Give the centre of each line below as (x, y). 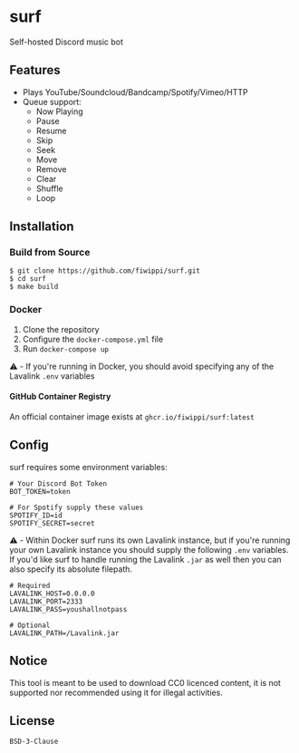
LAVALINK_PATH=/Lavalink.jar (64, 633)
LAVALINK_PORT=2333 (46, 601)
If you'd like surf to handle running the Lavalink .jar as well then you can (146, 559)
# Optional (30, 625)
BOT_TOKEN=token (40, 491)
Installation (42, 227)
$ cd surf (28, 279)
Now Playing (59, 111)
